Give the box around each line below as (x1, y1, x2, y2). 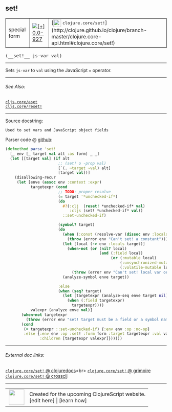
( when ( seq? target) (58, 288, 102, 293)
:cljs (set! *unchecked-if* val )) (69, 208, 143, 214)
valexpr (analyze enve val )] (30, 308, 93, 313)
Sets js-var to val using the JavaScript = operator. (5, 67, 112, 73)
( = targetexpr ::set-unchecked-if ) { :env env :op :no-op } (24, 327, 150, 332)
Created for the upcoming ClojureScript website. (29, 391, 146, 398)
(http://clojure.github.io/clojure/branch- (51, 27, 147, 34)
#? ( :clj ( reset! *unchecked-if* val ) (62, 203, 145, 209)
